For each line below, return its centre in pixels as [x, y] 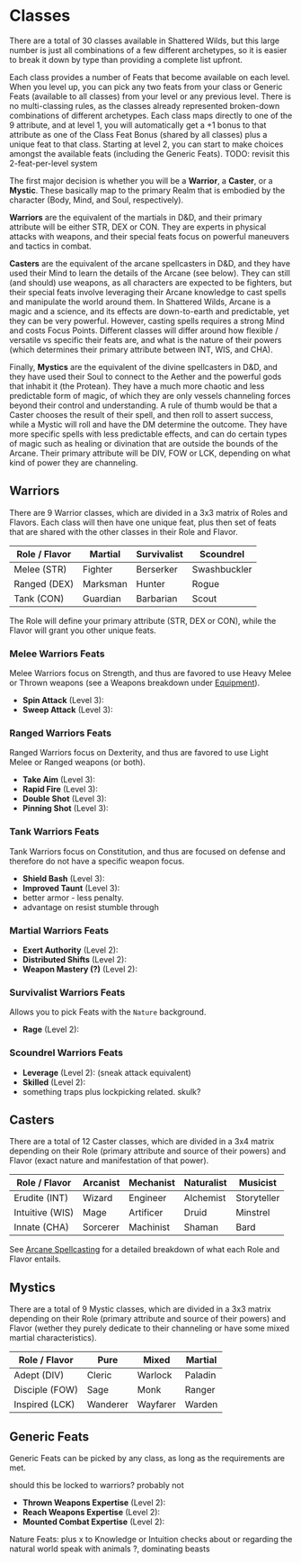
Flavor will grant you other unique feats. [83, 630]
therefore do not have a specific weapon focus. [97, 861]
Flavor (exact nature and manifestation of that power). [109, 1161]
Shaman [201, 1227]
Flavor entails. [35, 1259]
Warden [201, 1405]
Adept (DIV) [39, 1376]
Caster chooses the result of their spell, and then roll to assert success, [142, 414]
